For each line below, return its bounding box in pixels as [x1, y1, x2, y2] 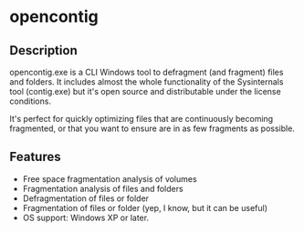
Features [9, 149, 61, 165]
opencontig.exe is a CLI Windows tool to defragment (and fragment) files [9, 66, 284, 77]
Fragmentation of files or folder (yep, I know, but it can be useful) [22, 202, 267, 213]
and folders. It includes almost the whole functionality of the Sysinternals [9, 76, 284, 87]
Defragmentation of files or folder [22, 193, 149, 204]
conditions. [9, 96, 52, 106]
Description [9, 43, 78, 58]
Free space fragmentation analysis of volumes [22, 173, 198, 184]
